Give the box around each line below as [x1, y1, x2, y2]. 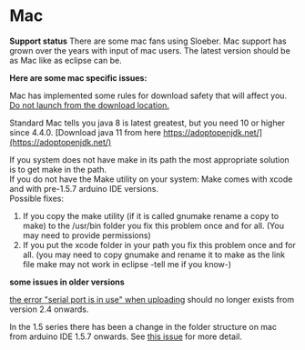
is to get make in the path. [9, 164, 107, 175]
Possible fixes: [9, 193, 64, 204]
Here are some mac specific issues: [9, 72, 147, 83]
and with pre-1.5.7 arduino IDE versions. [9, 183, 159, 194]
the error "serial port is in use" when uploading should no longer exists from [9, 294, 294, 305]
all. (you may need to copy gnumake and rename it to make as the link [22, 249, 286, 260]
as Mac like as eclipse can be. [9, 55, 123, 65]
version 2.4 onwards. [9, 304, 89, 315]
